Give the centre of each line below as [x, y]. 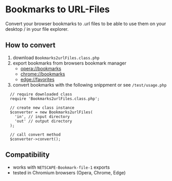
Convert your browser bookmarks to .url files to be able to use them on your [86, 24]
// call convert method [35, 134]
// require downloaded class [41, 94]
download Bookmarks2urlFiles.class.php [56, 57]
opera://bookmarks [41, 68]
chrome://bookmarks [43, 74]
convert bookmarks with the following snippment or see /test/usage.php [90, 85]
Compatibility [27, 155]
